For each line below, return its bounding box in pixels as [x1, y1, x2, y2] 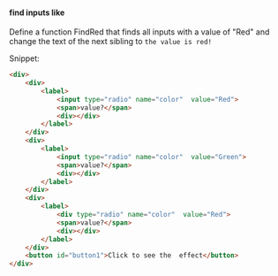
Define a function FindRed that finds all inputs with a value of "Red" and [9, 27, 270, 37]
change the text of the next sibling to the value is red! [9, 36, 213, 47]
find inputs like [9, 7, 65, 18]
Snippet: [9, 53, 40, 64]
